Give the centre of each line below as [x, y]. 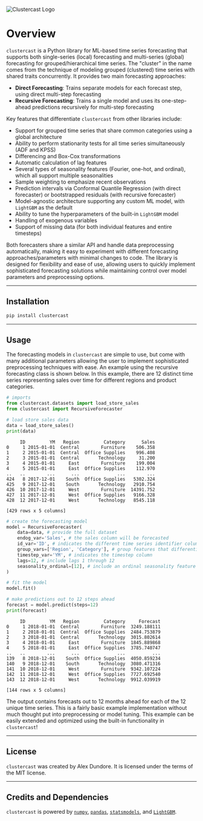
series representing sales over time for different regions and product [92, 380]
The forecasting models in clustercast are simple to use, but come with [96, 355]
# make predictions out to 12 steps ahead [60, 599]
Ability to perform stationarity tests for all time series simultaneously [100, 143]
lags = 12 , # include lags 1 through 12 [66, 561]
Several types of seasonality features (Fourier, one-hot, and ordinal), [100, 169]
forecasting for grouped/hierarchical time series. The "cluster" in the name [99, 63]
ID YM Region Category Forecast [90, 621]
